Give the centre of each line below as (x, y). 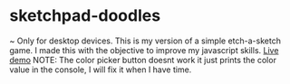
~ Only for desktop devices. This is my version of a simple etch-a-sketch (145, 41)
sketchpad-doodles (85, 16)
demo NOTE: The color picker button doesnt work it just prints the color (143, 60)
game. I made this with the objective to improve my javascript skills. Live (144, 50)
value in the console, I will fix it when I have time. (101, 70)
